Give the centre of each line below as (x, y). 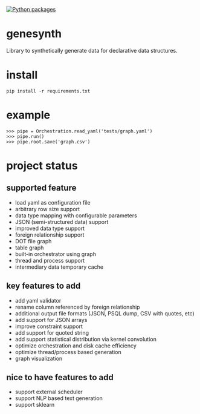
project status (42, 166)
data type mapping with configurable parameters (76, 215)
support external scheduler (49, 392)
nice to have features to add (60, 377)
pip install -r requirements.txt (48, 91)
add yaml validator (38, 300)
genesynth (34, 34)
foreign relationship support (50, 235)
